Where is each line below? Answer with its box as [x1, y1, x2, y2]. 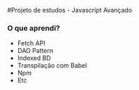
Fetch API [17, 39, 45, 47]
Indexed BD [17, 54, 51, 62]
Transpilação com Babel [17, 61, 87, 70]
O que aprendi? [7, 23, 61, 33]
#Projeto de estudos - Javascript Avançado [7, 6, 133, 14]
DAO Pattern [17, 47, 54, 55]
